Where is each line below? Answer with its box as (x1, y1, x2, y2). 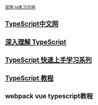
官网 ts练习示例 (5, 4, 35, 10)
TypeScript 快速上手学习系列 (5, 56, 92, 64)
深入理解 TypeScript (5, 38, 66, 46)
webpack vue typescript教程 (5, 92, 93, 100)
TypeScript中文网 (5, 20, 59, 28)
